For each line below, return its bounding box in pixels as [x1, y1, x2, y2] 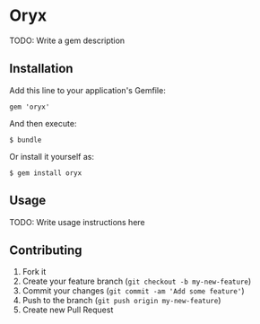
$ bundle [9, 136, 42, 144]
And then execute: [9, 118, 77, 128]
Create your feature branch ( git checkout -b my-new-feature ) [22, 276, 252, 287]
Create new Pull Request [22, 304, 114, 315]
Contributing [9, 242, 82, 258]
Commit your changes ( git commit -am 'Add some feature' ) [22, 285, 245, 296]
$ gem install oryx [9, 168, 82, 178]
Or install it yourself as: [9, 151, 94, 162]
